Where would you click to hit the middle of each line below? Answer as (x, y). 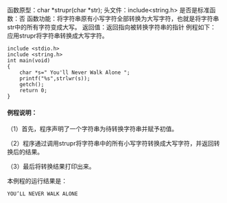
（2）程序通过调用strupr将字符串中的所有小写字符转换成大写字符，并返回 (110, 144)
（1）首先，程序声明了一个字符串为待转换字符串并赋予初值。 (93, 129)
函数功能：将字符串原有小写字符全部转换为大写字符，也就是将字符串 (123, 18)
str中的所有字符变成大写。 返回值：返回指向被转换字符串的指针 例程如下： (112, 27)
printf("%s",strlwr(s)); (55, 79)
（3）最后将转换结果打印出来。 (51, 167)
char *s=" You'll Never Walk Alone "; (75, 72)
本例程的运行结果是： (37, 181)
